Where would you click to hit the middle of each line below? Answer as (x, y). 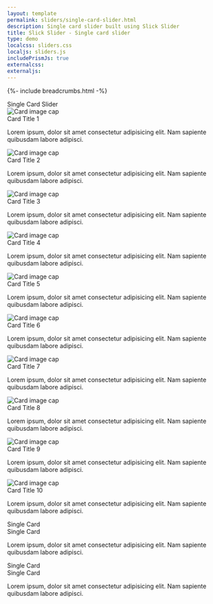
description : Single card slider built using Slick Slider (93, 26)
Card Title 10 (25, 490)
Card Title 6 (24, 325)
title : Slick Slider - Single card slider (69, 33)
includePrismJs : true (38, 58)
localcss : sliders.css (40, 45)
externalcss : (26, 65)
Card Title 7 (24, 366)
